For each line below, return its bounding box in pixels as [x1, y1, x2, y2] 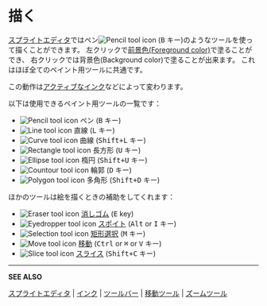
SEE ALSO [8, 272, 42, 281]
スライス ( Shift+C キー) [75, 248, 157, 258]
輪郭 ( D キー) [90, 165, 133, 175]
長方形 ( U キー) [92, 145, 141, 155]
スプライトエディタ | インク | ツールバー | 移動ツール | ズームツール [8, 288, 228, 298]
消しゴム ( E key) [80, 208, 134, 219]
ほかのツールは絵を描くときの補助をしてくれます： [8, 192, 176, 201]
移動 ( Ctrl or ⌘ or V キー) [78, 238, 162, 248]
